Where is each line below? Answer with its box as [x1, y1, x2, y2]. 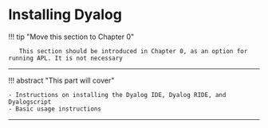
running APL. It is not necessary [8, 54, 124, 62]
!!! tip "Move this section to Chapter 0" [8, 32, 135, 41]
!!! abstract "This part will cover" [8, 76, 115, 85]
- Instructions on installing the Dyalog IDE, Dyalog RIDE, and [8, 91, 227, 99]
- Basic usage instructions [8, 105, 102, 113]
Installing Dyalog [8, 6, 122, 24]
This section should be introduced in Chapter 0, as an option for [18, 47, 248, 55]
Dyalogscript [8, 98, 52, 106]
